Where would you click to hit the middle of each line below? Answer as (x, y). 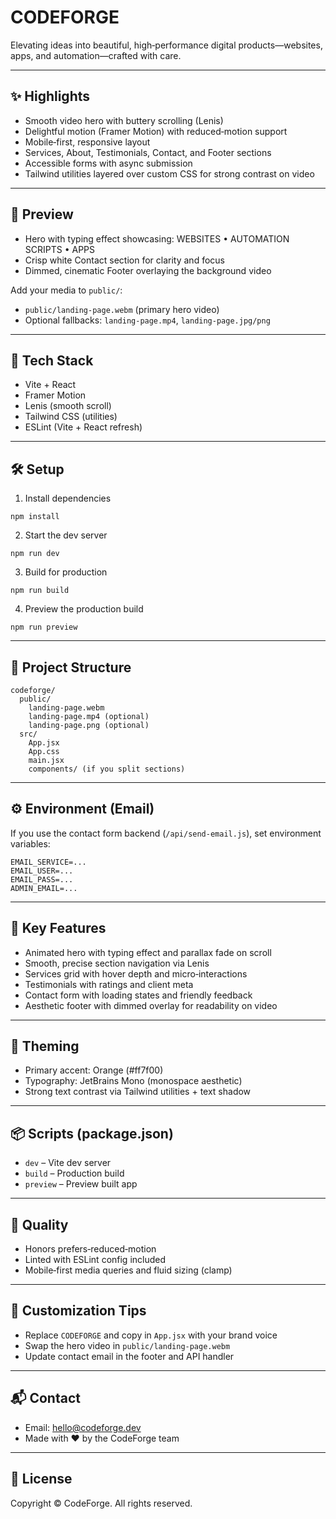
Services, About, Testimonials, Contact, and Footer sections (148, 152)
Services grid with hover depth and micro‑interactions (136, 973)
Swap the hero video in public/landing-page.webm (127, 1345)
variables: (30, 843)
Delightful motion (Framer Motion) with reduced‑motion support (156, 131)
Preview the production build (84, 609)
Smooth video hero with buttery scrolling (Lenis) (124, 120)
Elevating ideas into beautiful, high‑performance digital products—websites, (166, 45)
